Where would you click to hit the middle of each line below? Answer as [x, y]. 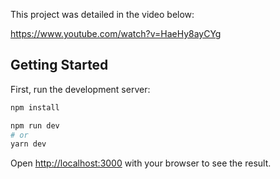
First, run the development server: [80, 89]
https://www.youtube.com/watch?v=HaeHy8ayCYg [116, 33]
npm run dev [35, 125]
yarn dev [28, 144]
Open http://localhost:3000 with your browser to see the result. [141, 163]
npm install [35, 107]
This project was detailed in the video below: [102, 14]
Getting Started [59, 65]
